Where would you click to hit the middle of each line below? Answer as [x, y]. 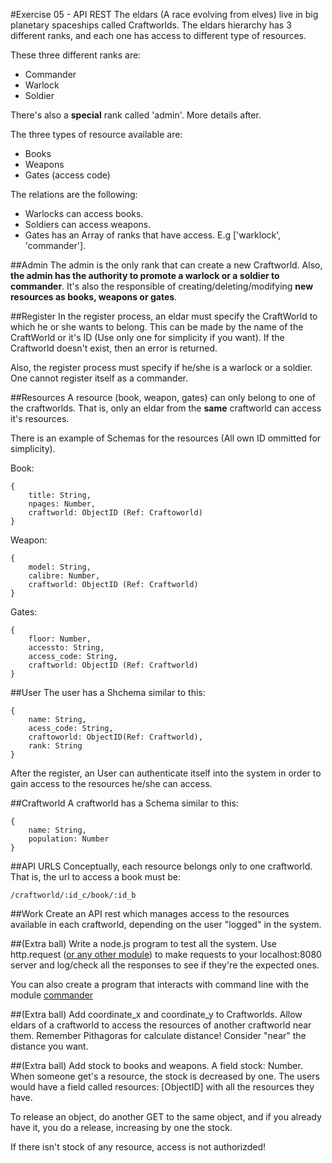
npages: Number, [62, 504]
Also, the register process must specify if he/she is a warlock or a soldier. [161, 367]
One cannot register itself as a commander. [99, 378]
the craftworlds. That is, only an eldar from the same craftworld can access [166, 408]
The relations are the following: [74, 194]
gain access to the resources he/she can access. [111, 783]
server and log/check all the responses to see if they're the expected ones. [165, 965]
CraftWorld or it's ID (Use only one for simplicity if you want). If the [147, 337]
